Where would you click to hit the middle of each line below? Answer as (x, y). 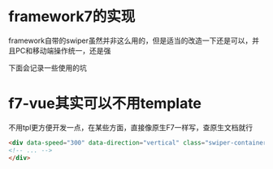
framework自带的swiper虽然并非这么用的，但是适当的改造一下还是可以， (130, 40)
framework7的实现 (72, 17)
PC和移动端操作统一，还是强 (63, 50)
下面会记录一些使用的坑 (48, 68)
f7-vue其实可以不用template (105, 104)
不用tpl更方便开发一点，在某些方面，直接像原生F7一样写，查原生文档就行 (131, 127)
